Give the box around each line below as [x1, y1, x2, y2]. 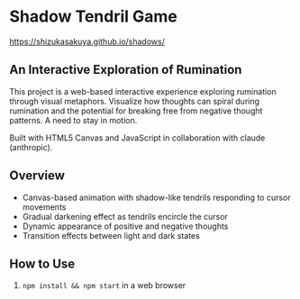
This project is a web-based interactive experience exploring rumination [9, 86, 277, 96]
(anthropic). [9, 141, 53, 152]
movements [22, 201, 67, 213]
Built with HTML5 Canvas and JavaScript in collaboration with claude [9, 132, 266, 143]
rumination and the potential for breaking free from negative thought [9, 105, 263, 116]
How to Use [9, 256, 76, 271]
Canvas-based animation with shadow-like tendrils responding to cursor [22, 192, 291, 203]
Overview [9, 168, 66, 184]
